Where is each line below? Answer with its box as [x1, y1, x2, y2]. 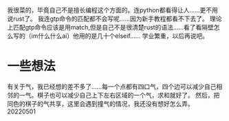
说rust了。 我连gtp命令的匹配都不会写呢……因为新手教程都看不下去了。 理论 [7, 14, 222, 23]
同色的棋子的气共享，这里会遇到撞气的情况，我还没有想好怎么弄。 [7, 99, 194, 108]
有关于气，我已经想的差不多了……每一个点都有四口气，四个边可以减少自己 [7, 82, 217, 91]
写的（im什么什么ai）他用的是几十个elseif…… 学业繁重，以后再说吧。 [12, 32, 208, 40]
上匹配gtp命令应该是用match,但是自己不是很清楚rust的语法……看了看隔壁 [7, 23, 215, 31]
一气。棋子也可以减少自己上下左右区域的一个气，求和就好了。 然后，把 [19, 91, 220, 99]
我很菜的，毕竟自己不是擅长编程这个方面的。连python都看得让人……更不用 [7, 6, 219, 14]
